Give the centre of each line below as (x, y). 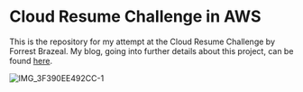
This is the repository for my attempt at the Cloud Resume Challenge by (142, 41)
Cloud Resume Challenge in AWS (135, 17)
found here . (31, 60)
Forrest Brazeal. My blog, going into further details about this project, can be (151, 51)
